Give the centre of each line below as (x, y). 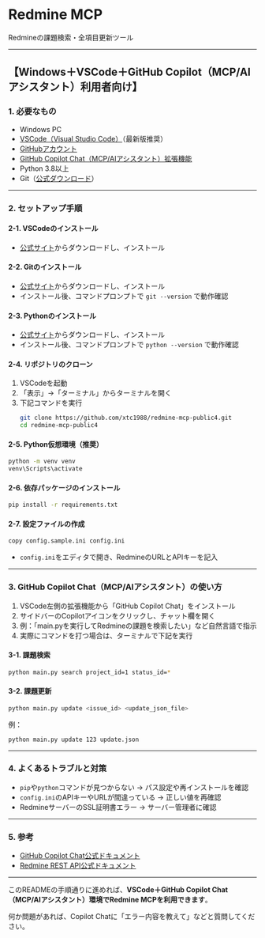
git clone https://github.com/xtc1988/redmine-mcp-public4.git (126, 418)
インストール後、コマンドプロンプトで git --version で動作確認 (124, 296)
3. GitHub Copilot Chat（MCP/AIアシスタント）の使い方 (115, 587)
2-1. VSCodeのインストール (53, 229)
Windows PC (40, 129)
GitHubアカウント (48, 149)
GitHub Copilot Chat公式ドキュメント (80, 856)
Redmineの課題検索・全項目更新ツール (71, 37)
